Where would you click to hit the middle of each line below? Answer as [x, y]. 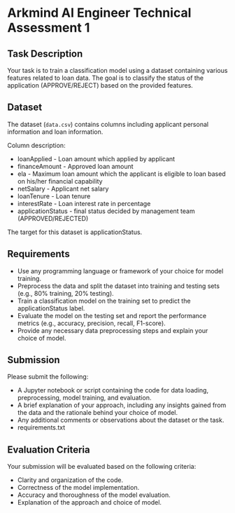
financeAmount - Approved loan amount [76, 166]
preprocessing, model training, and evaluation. [84, 398]
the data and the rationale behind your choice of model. [98, 413]
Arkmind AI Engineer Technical [99, 13]
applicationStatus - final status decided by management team [106, 211]
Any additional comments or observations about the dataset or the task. [121, 420]
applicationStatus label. [51, 308]
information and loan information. [55, 132]
